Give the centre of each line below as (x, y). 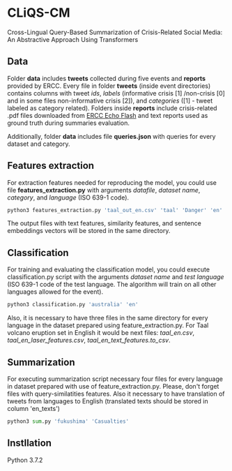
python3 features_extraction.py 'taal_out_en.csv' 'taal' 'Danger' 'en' (115, 210)
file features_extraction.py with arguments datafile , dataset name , (104, 190)
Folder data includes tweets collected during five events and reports (107, 78)
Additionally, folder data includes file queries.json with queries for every (111, 136)
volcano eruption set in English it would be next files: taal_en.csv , (101, 333)
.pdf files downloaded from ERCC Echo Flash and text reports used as (108, 115)
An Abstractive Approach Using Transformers (73, 39)
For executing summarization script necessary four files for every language (115, 379)
